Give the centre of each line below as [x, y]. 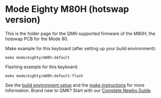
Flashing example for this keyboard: [42, 67]
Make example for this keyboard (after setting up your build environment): [81, 48]
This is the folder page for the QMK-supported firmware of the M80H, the [80, 33]
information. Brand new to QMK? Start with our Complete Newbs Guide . [79, 90]
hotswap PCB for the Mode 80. [37, 39]
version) [23, 20]
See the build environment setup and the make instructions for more [75, 85]
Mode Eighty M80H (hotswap [67, 9]
